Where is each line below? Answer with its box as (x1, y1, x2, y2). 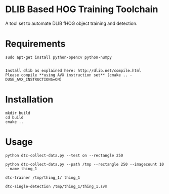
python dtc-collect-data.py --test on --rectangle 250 (5, 153, 123, 158)
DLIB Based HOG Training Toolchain (5, 4, 158, 15)
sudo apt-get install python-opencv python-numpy (5, 55, 112, 60)
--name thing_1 (5, 166, 37, 171)
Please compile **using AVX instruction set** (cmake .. (5, 72, 128, 77)
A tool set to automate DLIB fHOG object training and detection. (5, 20, 138, 26)
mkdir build (5, 110, 30, 115)
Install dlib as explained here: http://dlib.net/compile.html (5, 68, 142, 73)
